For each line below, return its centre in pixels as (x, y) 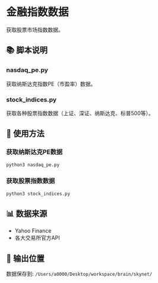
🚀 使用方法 (25, 134)
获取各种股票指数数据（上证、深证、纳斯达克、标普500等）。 (80, 113)
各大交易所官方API (37, 238)
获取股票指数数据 (31, 181)
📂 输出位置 (25, 258)
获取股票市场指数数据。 (35, 30)
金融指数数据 (38, 12)
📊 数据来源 (27, 214)
